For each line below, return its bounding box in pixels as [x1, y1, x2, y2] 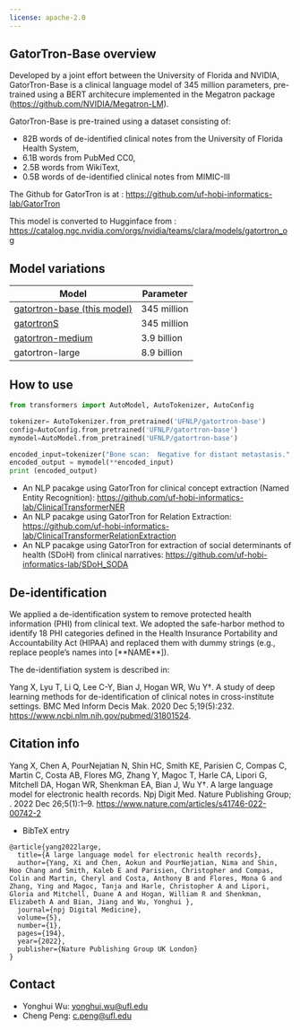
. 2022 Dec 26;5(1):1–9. [9, 798, 95, 808]
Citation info [9, 737, 81, 752]
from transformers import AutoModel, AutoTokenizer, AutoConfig [9, 401, 254, 410]
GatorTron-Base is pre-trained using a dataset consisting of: [9, 116, 231, 127]
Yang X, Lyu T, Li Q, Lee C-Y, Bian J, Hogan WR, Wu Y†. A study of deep [9, 682, 276, 692]
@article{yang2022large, [9, 842, 102, 851]
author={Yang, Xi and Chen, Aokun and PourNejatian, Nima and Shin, [17, 858, 279, 867]
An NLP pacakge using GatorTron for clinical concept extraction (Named [21, 483, 289, 493]
